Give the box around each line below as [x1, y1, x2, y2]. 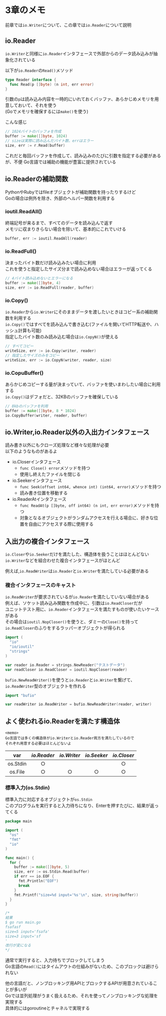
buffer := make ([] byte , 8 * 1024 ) [5, 408, 77, 413]
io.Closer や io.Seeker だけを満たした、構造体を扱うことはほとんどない [5, 551, 150, 558]
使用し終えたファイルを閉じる [19, 471, 81, 477]
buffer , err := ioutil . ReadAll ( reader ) [5, 236, 88, 241]
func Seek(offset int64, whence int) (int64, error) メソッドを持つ [19, 484, 162, 490]
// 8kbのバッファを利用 [5, 404, 49, 409]
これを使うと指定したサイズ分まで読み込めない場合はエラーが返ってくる [5, 266, 153, 272]
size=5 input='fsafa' [5, 929, 50, 934]
